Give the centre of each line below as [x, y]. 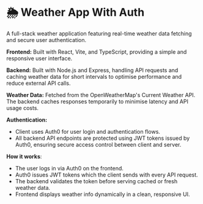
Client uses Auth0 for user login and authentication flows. [88, 131]
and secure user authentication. [46, 40]
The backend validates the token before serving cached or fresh [96, 181]
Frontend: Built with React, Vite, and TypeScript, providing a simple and [97, 52]
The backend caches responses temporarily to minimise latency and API [97, 101]
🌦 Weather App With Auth [76, 13]
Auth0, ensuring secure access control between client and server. [98, 144]
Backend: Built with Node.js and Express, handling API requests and [92, 70]
